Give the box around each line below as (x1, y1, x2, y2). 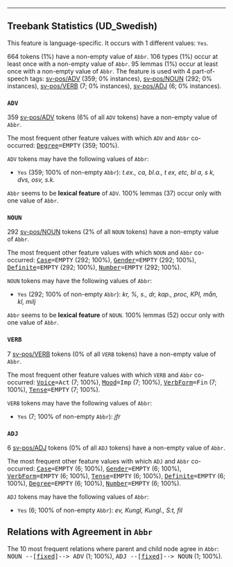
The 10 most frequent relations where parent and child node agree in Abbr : (7, 544, 220, 552)
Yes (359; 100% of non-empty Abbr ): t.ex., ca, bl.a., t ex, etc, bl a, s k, (17, 168, 215, 177)
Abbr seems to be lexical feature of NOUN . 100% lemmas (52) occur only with (7, 311, 225, 319)
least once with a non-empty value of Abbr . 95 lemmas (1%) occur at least (7, 60, 218, 68)
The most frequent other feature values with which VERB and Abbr (7, 371, 193, 379)
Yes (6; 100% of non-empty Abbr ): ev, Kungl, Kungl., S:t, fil (17, 506, 182, 514)
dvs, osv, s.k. (17, 176, 55, 184)
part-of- (191, 67, 216, 75)
